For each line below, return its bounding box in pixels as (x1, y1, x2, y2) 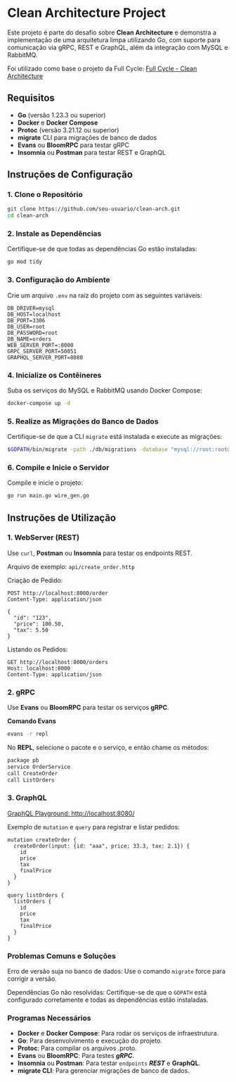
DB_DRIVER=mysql (7, 305, 55, 312)
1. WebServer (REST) (7, 533, 79, 542)
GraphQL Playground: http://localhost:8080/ (7, 809, 135, 817)
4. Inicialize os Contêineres (7, 370, 102, 380)
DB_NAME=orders (7, 336, 52, 343)
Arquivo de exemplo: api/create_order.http (7, 562, 135, 571)
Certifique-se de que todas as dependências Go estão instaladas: (7, 245, 197, 253)
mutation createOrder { (7, 836, 77, 844)
